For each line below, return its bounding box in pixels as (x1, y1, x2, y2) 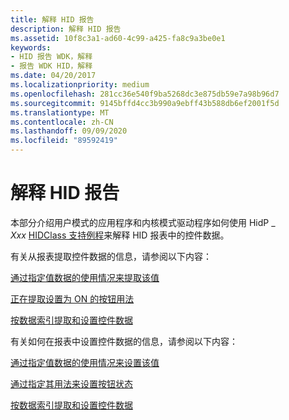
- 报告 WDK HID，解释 (10, 61, 93, 71)
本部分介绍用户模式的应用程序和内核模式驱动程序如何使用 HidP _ (10, 216, 276, 228)
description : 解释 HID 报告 (10, 24, 122, 34)
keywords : (10, 42, 52, 53)
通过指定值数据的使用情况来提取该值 (10, 271, 160, 283)
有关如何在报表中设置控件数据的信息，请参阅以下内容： (10, 335, 238, 347)
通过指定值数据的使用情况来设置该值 (10, 356, 160, 368)
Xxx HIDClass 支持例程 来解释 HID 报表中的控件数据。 (10, 229, 230, 241)
